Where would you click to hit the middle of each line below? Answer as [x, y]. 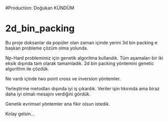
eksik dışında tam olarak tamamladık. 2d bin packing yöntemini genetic [80, 63]
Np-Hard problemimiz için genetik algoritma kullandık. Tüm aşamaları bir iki [84, 58]
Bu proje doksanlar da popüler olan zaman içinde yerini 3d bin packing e [81, 42]
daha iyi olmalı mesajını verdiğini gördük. [48, 94]
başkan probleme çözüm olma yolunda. [47, 48]
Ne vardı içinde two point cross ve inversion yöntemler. [63, 79]
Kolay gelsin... [20, 114]
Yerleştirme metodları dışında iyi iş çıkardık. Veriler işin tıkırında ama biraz [82, 88]
